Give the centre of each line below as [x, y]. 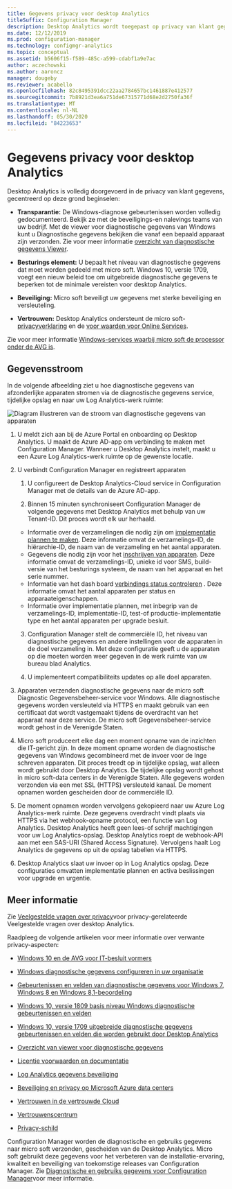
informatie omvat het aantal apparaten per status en [101, 591]
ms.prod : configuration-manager [54, 40]
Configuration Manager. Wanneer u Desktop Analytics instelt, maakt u [116, 449]
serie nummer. [48, 577]
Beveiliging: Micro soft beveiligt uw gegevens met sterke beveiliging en [119, 298]
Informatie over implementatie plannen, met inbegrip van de [113, 606]
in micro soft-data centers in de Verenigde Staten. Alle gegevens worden [120, 778]
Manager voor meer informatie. [51, 1179]
